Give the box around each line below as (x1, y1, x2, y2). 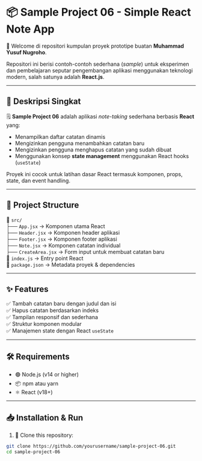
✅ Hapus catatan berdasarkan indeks (6, 307, 99, 314)
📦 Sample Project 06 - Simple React (6, 5, 191, 19)
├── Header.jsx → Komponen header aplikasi (6, 229, 120, 236)
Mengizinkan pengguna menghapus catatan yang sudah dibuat (14, 146, 172, 153)
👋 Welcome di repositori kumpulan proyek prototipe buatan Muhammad (6, 42, 185, 49)
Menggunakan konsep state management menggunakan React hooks (14, 152, 189, 159)
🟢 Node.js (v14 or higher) (14, 371, 79, 378)
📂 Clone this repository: (14, 431, 74, 439)
